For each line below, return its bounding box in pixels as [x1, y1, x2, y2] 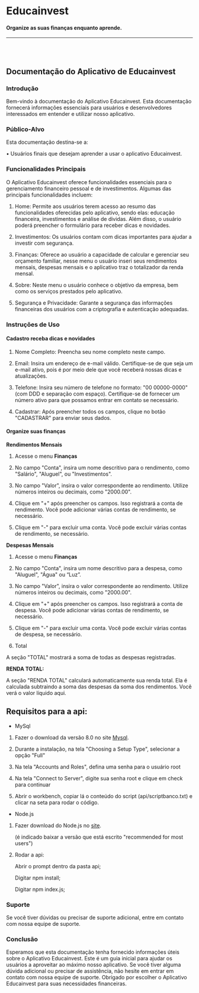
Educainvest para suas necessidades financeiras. [6, 980, 127, 987]
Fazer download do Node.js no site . [14, 821, 102, 829]
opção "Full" [14, 751, 46, 758]
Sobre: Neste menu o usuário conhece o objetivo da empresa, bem [14, 281, 179, 289]
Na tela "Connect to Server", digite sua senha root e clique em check [14, 774, 183, 782]
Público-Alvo [6, 125, 45, 133]
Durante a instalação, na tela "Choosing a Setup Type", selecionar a [14, 745, 180, 752]
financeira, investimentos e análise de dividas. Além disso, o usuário [14, 215, 182, 222]
